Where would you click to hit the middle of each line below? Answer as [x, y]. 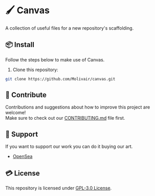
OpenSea [23, 157]
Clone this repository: [35, 70]
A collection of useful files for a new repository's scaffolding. [70, 28]
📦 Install [20, 45]
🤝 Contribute [26, 95]
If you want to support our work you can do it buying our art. [69, 146]
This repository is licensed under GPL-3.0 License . [59, 188]
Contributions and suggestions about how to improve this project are [78, 107]
